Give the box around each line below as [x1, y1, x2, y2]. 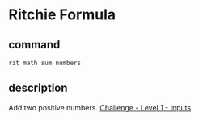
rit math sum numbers [8, 59, 82, 67]
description [8, 81, 68, 95]
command [8, 38, 61, 52]
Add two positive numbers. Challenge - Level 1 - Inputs [8, 102, 192, 112]
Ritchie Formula [8, 6, 116, 24]
